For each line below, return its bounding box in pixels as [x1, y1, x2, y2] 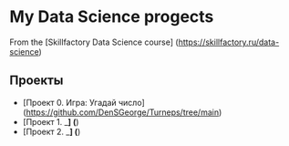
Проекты [9, 73, 64, 89]
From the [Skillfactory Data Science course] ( [9, 36, 180, 47]
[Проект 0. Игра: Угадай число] [22, 97, 145, 108]
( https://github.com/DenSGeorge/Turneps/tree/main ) [22, 107, 222, 118]
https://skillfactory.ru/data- [178, 36, 280, 47]
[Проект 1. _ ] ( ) [22, 116, 79, 127]
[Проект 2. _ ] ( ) [22, 126, 81, 137]
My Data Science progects [9, 6, 214, 27]
